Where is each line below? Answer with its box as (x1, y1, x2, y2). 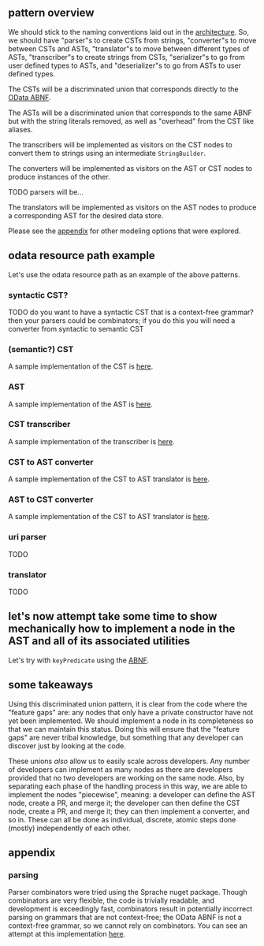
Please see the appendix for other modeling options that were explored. (8, 226, 241, 236)
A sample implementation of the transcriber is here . (8, 436, 175, 446)
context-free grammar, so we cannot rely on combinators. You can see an (8, 921, 248, 930)
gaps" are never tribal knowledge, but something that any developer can (8, 733, 244, 742)
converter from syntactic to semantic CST (8, 324, 144, 333)
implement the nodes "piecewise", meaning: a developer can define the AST (8, 789, 256, 799)
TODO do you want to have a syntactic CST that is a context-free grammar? (8, 307, 254, 317)
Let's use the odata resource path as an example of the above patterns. (8, 269, 240, 279)
